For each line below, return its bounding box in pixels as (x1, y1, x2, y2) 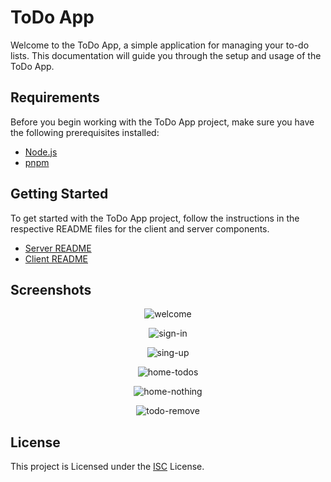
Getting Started (10, 186, 109, 203)
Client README (24, 252, 89, 265)
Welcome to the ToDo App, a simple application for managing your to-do (10, 39, 310, 51)
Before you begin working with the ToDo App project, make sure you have (10, 116, 315, 128)
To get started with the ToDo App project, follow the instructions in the (10, 212, 300, 224)
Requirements (10, 89, 100, 106)
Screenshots (10, 281, 92, 298)
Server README (24, 242, 92, 254)
